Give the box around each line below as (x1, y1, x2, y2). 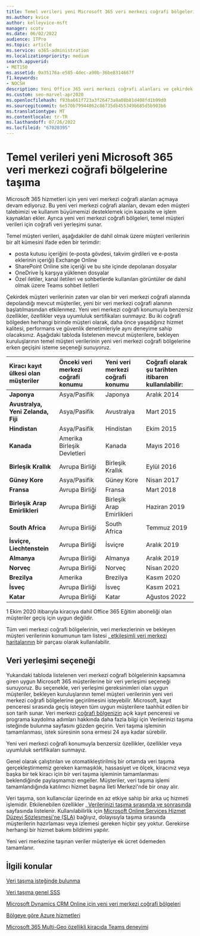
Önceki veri (59, 358, 93, 366)
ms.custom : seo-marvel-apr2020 (6, 92, 84, 98)
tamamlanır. (6, 844, 35, 851)
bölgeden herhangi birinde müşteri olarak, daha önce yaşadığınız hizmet (6, 318, 183, 325)
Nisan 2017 (145, 475, 180, 484)
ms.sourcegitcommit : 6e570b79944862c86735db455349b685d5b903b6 (6, 102, 167, 109)
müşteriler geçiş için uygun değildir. (6, 614, 93, 621)
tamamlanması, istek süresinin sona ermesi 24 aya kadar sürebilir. (6, 728, 168, 735)
